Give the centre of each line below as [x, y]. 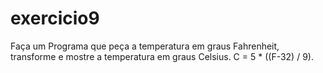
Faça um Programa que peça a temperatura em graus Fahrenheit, [145, 46]
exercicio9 [55, 18]
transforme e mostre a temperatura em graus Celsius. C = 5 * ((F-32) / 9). [162, 56]
